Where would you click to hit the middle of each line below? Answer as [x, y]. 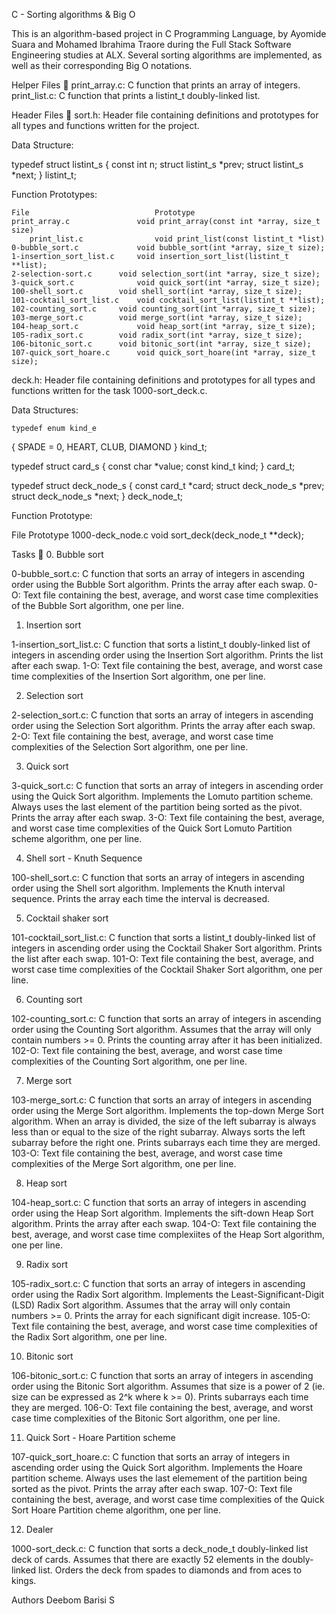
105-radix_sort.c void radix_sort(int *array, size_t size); [157, 335]
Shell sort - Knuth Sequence [84, 858]
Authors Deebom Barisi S [63, 1600]
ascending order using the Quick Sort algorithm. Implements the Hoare [157, 1467]
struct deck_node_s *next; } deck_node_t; [97, 496]
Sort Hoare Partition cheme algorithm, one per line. [116, 1510]
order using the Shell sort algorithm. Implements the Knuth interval [148, 888]
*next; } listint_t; [44, 175]
